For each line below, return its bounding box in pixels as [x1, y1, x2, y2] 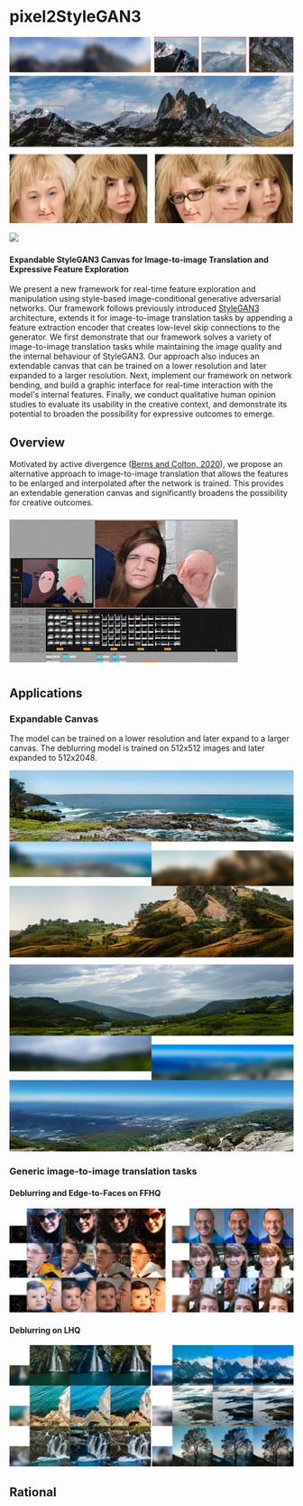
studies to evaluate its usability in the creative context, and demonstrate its [9, 399, 288, 410]
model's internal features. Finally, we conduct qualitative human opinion [9, 389, 277, 400]
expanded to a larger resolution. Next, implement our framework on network [9, 370, 293, 381]
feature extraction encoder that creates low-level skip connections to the [9, 323, 280, 333]
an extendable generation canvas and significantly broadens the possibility [9, 488, 289, 499]
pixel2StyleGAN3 [9, 6, 142, 27]
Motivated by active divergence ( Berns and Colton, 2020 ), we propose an [9, 459, 283, 470]
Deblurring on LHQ [9, 1324, 81, 1335]
